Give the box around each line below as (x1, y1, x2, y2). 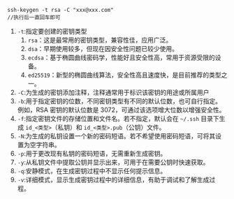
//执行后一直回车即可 (7, 14, 61, 21)
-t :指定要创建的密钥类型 (17, 27, 87, 35)
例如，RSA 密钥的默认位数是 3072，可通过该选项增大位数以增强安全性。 (17, 105, 226, 114)
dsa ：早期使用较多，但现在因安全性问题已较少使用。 (27, 45, 179, 52)
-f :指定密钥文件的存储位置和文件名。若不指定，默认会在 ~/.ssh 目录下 (17, 115, 219, 122)
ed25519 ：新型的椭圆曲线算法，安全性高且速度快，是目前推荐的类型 (27, 71, 221, 79)
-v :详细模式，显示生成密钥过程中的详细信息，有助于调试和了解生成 (17, 175, 210, 184)
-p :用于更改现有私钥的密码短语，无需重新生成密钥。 (17, 149, 167, 157)
